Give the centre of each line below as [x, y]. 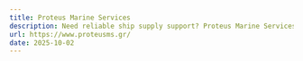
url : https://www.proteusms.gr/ [70, 34]
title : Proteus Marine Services [70, 17]
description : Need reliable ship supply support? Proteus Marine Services [153, 26]
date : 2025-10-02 [42, 43]
